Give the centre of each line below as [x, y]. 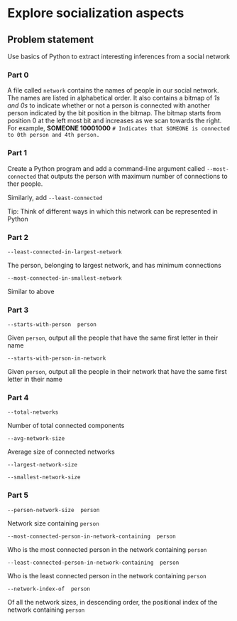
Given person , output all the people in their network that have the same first [117, 372]
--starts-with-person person [52, 325]
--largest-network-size [43, 465]
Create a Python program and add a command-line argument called [106, 168]
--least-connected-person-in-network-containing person [93, 563]
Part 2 [18, 237]
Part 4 [18, 398]
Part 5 [18, 495]
